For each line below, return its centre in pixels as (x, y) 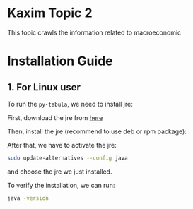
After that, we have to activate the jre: (62, 145)
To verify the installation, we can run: (61, 185)
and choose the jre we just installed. (60, 172)
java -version (28, 198)
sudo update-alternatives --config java (68, 158)
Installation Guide (60, 61)
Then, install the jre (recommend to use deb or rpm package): (97, 131)
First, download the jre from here (55, 117)
